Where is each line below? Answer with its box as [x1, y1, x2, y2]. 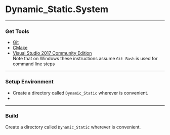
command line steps [12, 61, 55, 67]
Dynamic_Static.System [5, 4, 109, 15]
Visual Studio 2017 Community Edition [12, 50, 92, 56]
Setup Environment [5, 78, 54, 85]
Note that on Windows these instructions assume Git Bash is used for [12, 56, 158, 62]
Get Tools [5, 28, 29, 35]
